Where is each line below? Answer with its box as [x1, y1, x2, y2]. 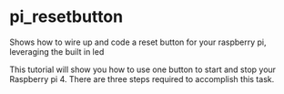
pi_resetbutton [9, 6, 124, 27]
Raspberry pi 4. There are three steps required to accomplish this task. [9, 73, 275, 84]
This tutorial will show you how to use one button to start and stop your [9, 64, 276, 75]
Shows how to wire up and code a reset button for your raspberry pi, [9, 37, 267, 47]
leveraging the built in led [9, 46, 105, 57]
